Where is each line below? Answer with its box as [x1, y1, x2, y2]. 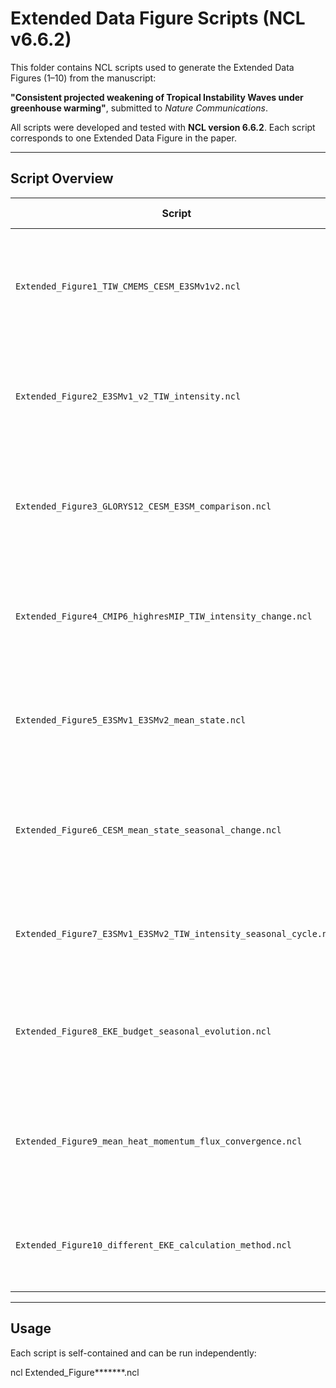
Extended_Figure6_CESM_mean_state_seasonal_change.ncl [15, 824, 282, 836]
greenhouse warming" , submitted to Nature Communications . [10, 102, 268, 114]
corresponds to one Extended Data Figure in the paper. [10, 132, 237, 144]
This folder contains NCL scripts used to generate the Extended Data [10, 61, 295, 73]
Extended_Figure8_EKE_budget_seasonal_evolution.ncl [15, 1025, 272, 1037]
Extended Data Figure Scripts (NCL [10, 7, 306, 30]
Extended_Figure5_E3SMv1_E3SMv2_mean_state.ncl [15, 714, 247, 726]
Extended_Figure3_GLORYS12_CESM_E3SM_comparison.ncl [15, 500, 272, 512]
